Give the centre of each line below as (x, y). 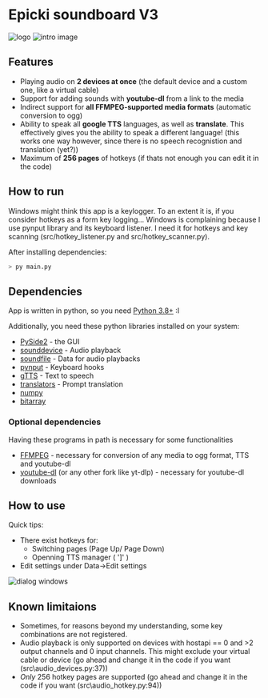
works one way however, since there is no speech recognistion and (131, 141)
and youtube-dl (45, 463)
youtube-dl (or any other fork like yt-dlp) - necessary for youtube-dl (132, 472)
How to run (36, 192)
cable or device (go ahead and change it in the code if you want (125, 660)
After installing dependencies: (58, 252)
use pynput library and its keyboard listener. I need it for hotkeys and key (128, 228)
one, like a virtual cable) (59, 90)
